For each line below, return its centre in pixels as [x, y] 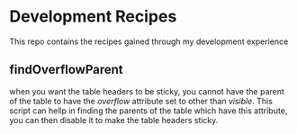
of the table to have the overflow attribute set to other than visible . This [141, 101]
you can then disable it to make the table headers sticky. [114, 120]
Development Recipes [93, 17]
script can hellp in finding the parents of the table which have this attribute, [148, 111]
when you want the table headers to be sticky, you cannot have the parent [147, 91]
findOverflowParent [66, 70]
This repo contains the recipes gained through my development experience [149, 41]
